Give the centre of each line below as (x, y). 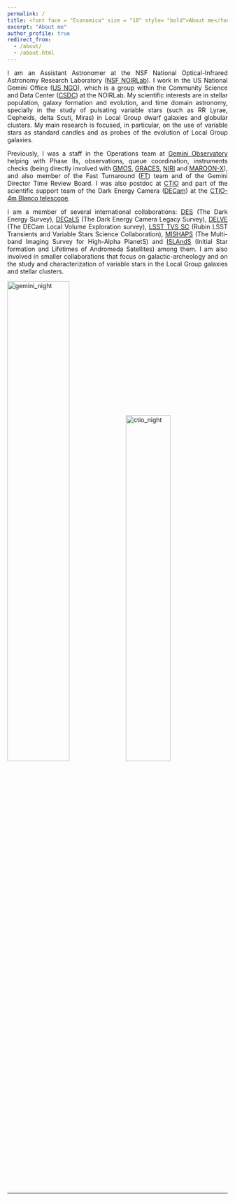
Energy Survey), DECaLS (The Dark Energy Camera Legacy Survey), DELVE (117, 219)
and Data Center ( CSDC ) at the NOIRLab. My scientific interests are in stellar (117, 95)
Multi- (220, 234)
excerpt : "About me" (37, 27)
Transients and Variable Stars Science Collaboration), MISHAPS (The (108, 234)
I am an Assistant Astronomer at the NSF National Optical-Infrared (117, 73)
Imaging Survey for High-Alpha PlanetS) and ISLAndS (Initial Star (127, 241)
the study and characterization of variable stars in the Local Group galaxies (117, 264)
